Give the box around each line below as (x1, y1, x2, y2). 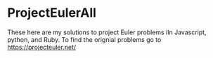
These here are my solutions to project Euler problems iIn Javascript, (7, 28, 207, 36)
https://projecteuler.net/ (7, 43, 77, 51)
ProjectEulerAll (7, 5, 97, 21)
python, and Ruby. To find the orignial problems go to (7, 35, 162, 43)
